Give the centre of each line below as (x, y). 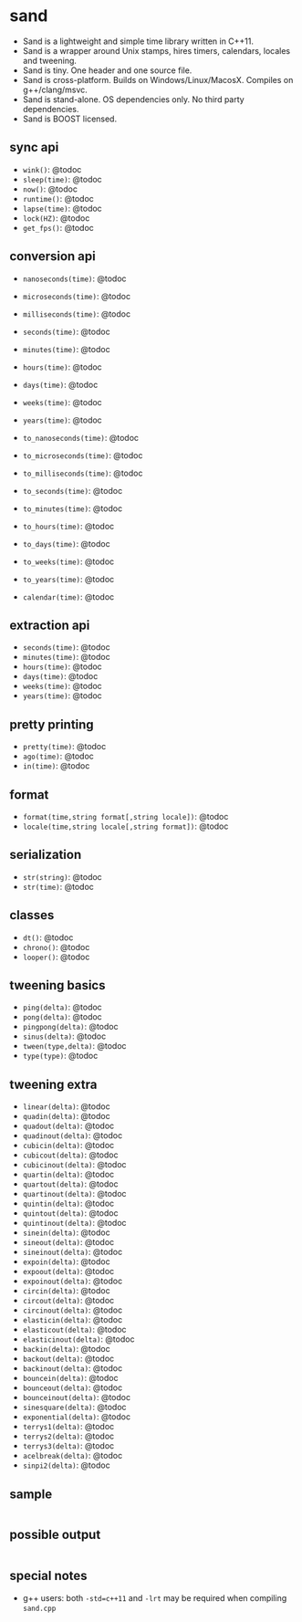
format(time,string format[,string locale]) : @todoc (125, 816)
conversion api (52, 256)
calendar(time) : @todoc (68, 596)
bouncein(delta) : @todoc (70, 1378)
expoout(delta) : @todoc (68, 1271)
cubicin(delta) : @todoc (68, 1146)
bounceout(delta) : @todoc (73, 1387)
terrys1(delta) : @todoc (68, 1427)
